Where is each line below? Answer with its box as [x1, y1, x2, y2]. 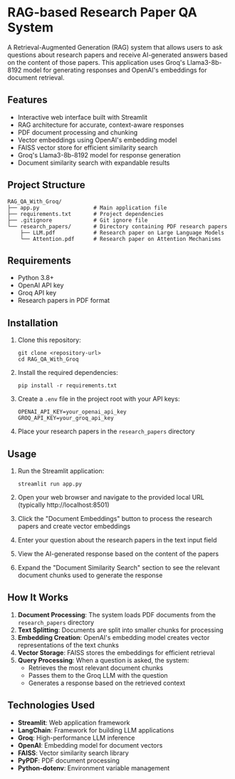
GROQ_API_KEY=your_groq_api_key [17, 415, 114, 422]
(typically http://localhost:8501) [17, 500, 110, 509]
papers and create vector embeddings [17, 522, 130, 530]
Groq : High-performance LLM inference [17, 733, 135, 742]
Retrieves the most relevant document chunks [28, 664, 164, 672]
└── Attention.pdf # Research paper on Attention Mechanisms [20, 235, 221, 242]
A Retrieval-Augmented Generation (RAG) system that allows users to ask [7, 43, 223, 51]
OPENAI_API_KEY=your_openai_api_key [17, 408, 127, 416]
